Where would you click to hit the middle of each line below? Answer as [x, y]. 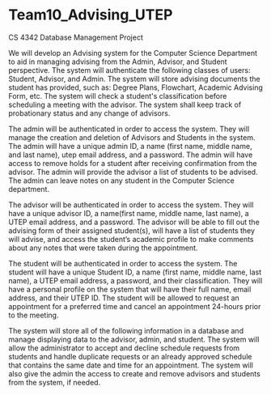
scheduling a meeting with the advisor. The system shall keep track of [125, 104]
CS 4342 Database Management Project [76, 37]
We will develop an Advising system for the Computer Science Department [133, 53]
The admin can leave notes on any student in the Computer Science [121, 181]
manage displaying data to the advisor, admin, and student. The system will [134, 339]
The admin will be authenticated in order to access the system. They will [129, 129]
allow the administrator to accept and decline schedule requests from [124, 348]
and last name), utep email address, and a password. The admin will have [131, 155]
